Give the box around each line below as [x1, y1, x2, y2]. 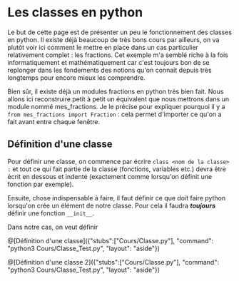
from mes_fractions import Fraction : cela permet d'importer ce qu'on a [7, 110, 222, 118]
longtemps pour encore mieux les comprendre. [7, 73, 146, 82]
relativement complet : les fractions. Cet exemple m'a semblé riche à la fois [7, 51, 228, 59]
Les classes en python [7, 4, 143, 21]
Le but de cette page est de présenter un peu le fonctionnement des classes [7, 28, 233, 36]
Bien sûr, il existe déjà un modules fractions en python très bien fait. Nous [7, 87, 224, 96]
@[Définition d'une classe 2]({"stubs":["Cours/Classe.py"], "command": [7, 257, 220, 266]
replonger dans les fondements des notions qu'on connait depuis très [7, 66, 212, 74]
